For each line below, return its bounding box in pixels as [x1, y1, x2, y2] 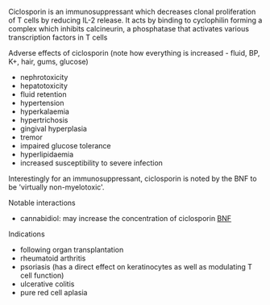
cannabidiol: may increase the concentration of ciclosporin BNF [19, 214, 232, 223]
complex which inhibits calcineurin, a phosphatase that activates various [8, 24, 250, 33]
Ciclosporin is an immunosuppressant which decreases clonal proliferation [8, 7, 256, 16]
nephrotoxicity [19, 73, 69, 81]
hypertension [19, 98, 64, 107]
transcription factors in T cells [8, 32, 108, 42]
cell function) [19, 270, 64, 280]
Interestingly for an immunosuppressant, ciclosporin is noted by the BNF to [8, 173, 257, 183]
